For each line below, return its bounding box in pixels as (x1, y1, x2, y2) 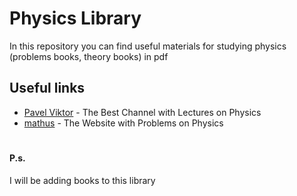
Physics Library (9, 7, 142, 30)
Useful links (9, 80, 86, 97)
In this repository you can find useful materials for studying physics (9, 40, 287, 52)
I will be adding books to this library (9, 174, 156, 186)
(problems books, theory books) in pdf (9, 50, 169, 62)
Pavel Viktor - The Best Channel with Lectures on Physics (23, 106, 262, 118)
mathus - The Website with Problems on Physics (23, 117, 224, 129)
